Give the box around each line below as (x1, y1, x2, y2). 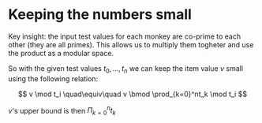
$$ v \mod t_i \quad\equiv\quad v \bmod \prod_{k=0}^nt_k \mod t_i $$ (18, 89, 247, 99)
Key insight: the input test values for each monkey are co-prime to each (8, 32, 241, 41)
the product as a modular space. (8, 48, 114, 58)
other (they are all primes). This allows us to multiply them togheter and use (8, 39, 254, 49)
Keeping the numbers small (8, 6, 192, 24)
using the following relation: (8, 73, 99, 84)
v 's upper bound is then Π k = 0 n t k (8, 104, 116, 117)
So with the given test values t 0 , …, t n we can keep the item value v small (8, 63, 243, 75)
